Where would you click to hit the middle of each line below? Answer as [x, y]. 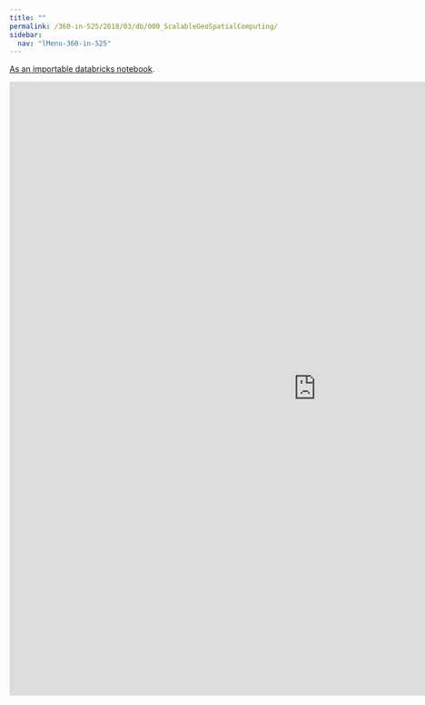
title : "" [28, 18]
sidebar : [26, 35]
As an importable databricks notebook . [82, 69]
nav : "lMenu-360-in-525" [64, 43]
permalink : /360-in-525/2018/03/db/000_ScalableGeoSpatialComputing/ [144, 26]
